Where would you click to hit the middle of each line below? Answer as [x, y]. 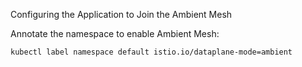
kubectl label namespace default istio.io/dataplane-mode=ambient [151, 52]
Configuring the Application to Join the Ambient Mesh [121, 14]
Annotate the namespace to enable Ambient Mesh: [115, 33]
